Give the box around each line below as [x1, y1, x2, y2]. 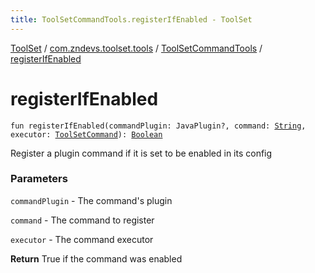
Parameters [10, 172, 68, 186]
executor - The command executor [10, 233, 154, 245]
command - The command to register [10, 214, 155, 226]
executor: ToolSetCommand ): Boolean [10, 129, 163, 140]
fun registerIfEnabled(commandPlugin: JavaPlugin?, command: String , [10, 121, 307, 131]
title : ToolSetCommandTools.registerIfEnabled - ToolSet [10, 14, 253, 25]
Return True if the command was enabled [10, 252, 183, 265]
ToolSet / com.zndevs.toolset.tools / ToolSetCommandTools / [10, 42, 263, 54]
